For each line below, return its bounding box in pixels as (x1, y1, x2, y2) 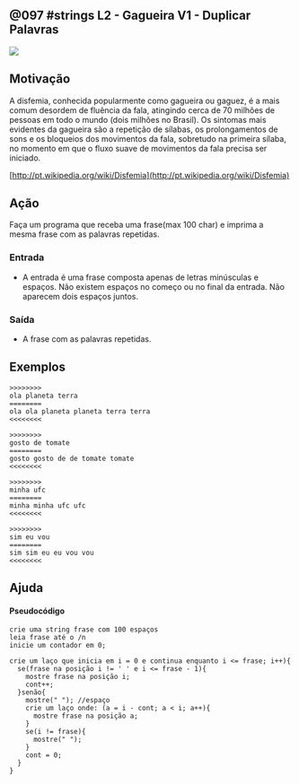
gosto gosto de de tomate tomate (9, 454, 135, 463)
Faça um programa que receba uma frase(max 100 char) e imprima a (9, 220, 264, 231)
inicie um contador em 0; (9, 641, 106, 650)
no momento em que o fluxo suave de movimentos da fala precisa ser (9, 143, 268, 153)
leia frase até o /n (9, 633, 87, 642)
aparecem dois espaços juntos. (22, 291, 139, 301)
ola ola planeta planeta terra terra (9, 406, 151, 416)
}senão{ (17, 688, 47, 697)
